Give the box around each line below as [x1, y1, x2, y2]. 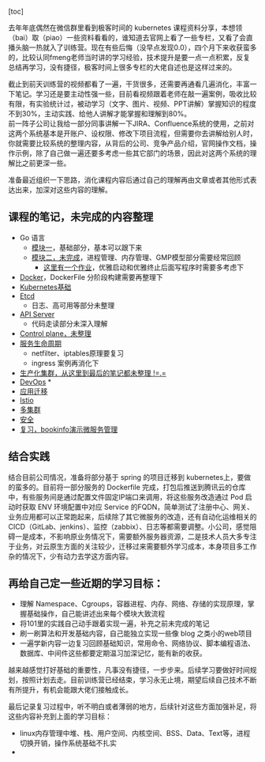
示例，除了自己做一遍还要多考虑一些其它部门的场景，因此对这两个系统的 [14, 149, 250, 157]
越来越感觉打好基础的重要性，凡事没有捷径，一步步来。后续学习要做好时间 [8, 666, 250, 675]
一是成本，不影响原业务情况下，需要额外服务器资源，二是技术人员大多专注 [14, 531, 257, 541]
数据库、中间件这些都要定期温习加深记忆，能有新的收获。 [19, 648, 207, 658]
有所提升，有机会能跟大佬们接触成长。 [8, 685, 132, 695]
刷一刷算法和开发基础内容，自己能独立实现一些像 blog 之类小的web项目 [19, 628, 252, 639]
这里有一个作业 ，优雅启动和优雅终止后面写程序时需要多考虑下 [43, 262, 244, 272]
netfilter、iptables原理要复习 [31, 348, 125, 358]
